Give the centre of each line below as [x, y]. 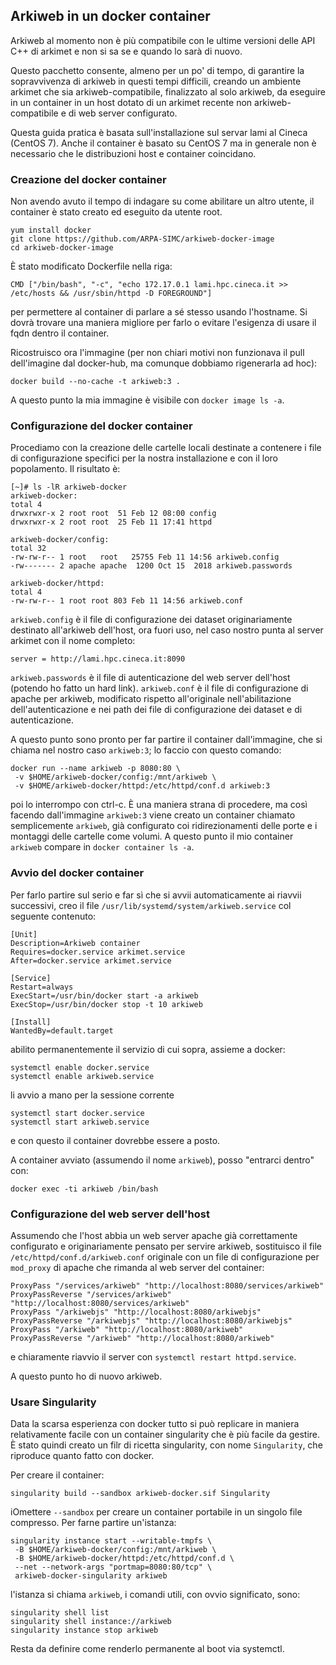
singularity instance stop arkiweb [84, 1630]
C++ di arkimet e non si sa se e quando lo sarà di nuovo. [126, 51]
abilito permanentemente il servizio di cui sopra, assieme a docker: [148, 1049]
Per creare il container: [57, 1475]
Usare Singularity [53, 1402]
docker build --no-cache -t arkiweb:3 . [96, 382]
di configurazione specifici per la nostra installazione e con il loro [144, 458]
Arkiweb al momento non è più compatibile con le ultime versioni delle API [163, 40]
